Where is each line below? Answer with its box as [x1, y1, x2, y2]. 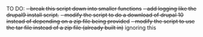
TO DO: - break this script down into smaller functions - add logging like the [6, 5, 197, 12]
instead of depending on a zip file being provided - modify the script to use [6, 18, 195, 24]
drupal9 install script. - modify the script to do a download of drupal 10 [6, 11, 184, 18]
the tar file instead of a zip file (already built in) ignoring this [6, 24, 157, 31]
